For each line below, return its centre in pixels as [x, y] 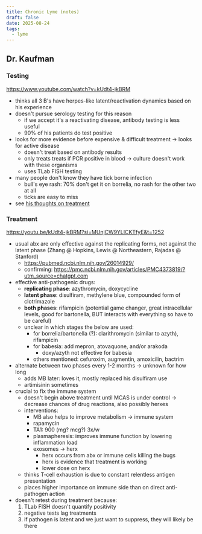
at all [30, 190]
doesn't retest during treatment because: [66, 500]
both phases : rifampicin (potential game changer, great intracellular [108, 308]
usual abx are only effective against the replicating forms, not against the [106, 244]
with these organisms [51, 165]
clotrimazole [39, 302]
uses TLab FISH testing [53, 171]
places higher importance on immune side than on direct [94, 488]
